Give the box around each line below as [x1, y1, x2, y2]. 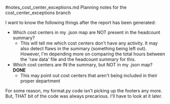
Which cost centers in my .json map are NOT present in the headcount [12, 29, 160, 35]
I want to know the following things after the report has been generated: [5, 20, 156, 25]
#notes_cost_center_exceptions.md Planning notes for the [5, 5, 127, 10]
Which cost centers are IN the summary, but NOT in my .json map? [12, 62, 153, 67]
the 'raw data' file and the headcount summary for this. [20, 56, 136, 62]
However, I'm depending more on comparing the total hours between [20, 51, 165, 57]
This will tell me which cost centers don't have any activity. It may [20, 40, 158, 46]
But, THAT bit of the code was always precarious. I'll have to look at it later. [5, 93, 163, 99]
